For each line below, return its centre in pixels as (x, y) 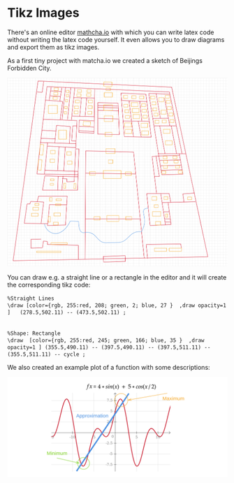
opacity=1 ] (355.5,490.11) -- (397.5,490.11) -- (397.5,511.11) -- (109, 347)
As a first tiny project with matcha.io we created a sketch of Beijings (105, 60)
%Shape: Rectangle (34, 333)
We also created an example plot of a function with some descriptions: (109, 367)
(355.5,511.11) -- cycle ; (46, 354)
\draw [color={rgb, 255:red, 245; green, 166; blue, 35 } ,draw (106, 340)
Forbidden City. (29, 68)
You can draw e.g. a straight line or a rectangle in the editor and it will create (117, 277)
